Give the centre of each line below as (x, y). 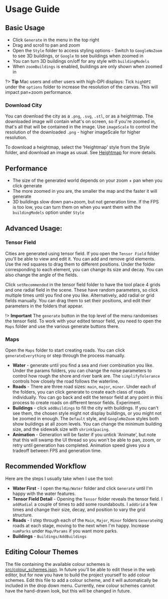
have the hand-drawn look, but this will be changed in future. (68, 590)
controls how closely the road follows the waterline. (66, 381)
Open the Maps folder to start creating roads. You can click (65, 350)
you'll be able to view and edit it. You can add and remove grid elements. (80, 259)
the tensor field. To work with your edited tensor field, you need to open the (83, 321)
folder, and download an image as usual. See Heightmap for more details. (81, 153)
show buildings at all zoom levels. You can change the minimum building (87, 424)
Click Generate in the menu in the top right (56, 40)
